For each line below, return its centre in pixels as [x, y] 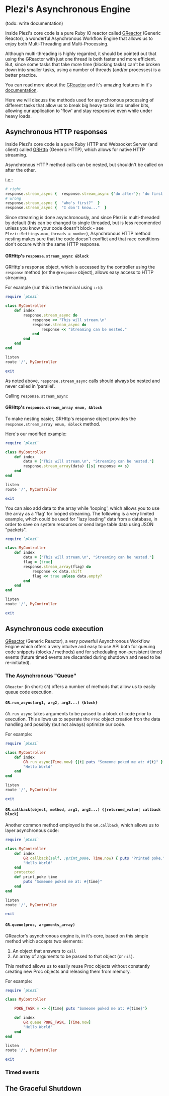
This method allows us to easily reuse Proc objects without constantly [77, 966]
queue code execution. [29, 692]
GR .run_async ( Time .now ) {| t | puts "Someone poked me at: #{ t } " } [93, 762]
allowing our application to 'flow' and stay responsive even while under [79, 111]
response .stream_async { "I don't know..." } [56, 208]
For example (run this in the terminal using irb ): [54, 288]
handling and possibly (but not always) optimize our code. [65, 724]
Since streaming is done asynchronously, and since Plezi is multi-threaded [82, 218]
